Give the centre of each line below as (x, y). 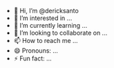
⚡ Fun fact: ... (32, 58)
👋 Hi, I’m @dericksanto (46, 11)
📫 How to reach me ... (46, 41)
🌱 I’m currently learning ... (50, 25)
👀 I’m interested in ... (43, 18)
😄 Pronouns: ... (36, 51)
